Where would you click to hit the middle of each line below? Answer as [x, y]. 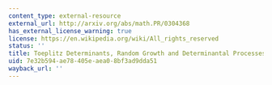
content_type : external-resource [65, 16]
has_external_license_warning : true [70, 31]
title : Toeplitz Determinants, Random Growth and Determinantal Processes [137, 53]
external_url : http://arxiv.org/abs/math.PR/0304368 [99, 23]
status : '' [27, 46]
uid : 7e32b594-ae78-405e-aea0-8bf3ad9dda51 [83, 62]
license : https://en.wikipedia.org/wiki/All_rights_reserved [114, 38]
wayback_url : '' [36, 69]
